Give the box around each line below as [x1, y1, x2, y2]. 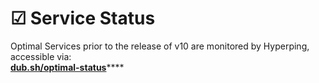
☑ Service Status [10, 7, 156, 30]
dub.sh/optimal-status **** [10, 61, 125, 73]
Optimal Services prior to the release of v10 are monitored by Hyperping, [10, 40, 310, 52]
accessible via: [10, 50, 72, 62]
